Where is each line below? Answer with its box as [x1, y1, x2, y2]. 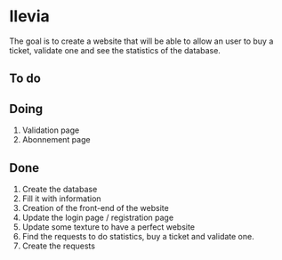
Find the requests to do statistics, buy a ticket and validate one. [21, 231, 255, 241]
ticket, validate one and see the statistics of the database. [9, 45, 221, 55]
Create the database [21, 183, 98, 194]
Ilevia [9, 6, 51, 27]
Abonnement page [21, 134, 91, 145]
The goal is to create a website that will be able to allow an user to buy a [9, 36, 274, 46]
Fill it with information [21, 193, 101, 204]
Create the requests [21, 240, 96, 251]
